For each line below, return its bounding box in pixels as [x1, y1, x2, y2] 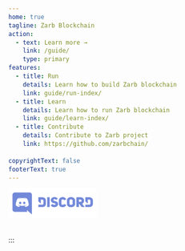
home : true [8, 13, 45, 21]
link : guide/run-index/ [22, 89, 103, 97]
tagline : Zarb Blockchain [8, 21, 95, 30]
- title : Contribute [15, 123, 84, 132]
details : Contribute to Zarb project [22, 132, 149, 140]
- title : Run [15, 72, 59, 80]
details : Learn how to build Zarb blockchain [22, 80, 178, 88]
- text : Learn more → [15, 38, 88, 47]
